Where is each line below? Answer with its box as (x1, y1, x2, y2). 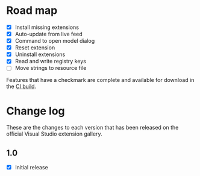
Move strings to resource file (14, 64, 87, 72)
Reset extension (14, 44, 55, 51)
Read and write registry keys (14, 58, 86, 65)
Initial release (14, 164, 48, 171)
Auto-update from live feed (14, 31, 83, 37)
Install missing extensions (14, 24, 80, 31)
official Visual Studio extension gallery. (6, 130, 102, 137)
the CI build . (6, 83, 37, 90)
